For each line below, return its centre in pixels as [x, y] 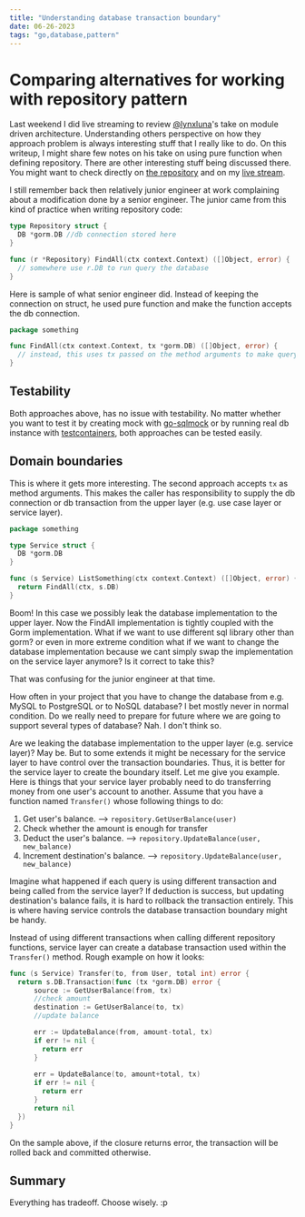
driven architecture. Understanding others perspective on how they [135, 134]
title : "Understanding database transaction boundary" [115, 18]
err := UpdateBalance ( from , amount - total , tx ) [123, 1032]
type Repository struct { [58, 226]
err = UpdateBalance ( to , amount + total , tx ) [117, 1074]
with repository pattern [98, 99]
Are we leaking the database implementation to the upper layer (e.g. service [151, 743]
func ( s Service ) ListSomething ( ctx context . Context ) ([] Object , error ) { [154, 578]
